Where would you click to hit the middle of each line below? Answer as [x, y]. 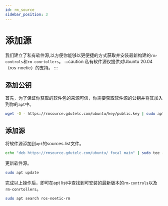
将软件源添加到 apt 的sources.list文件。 [44, 143]
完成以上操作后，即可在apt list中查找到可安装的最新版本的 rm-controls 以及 [81, 183]
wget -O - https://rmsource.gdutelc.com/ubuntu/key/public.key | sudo [80, 114]
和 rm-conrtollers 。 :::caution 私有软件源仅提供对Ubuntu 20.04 [88, 62]
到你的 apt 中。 [19, 104]
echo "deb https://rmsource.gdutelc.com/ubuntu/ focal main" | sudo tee [82, 153]
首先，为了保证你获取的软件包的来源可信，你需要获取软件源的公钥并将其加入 [84, 98]
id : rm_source [20, 10]
